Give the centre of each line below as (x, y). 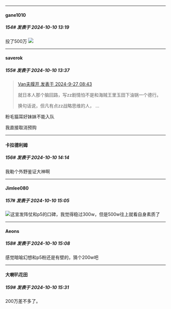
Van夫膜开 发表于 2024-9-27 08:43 (55, 84)
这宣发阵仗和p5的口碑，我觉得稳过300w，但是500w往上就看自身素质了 (85, 215)
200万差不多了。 (23, 301)
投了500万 (16, 41)
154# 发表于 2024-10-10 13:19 (37, 27)
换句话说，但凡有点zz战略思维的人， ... (59, 106)
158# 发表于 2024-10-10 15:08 (38, 244)
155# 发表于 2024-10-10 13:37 (37, 70)
